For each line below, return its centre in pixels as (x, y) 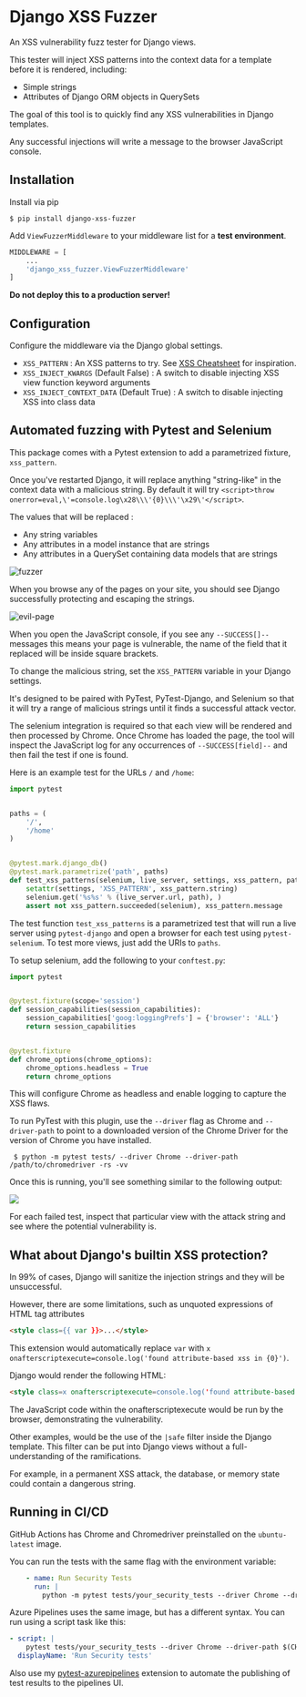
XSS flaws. (30, 1103)
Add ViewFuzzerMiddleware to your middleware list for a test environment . (148, 235)
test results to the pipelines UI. (66, 1683)
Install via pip (34, 201)
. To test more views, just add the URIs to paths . (132, 942)
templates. (29, 124)
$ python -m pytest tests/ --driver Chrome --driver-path (126, 1157)
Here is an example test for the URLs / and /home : (102, 772)
